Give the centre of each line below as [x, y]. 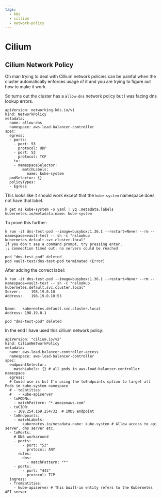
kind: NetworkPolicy [26, 114]
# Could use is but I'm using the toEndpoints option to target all [80, 382]
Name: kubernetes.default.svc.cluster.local [53, 309]
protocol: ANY [41, 450]
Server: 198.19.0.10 [30, 292]
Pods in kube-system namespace [37, 386]
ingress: [18, 479]
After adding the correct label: [35, 270]
